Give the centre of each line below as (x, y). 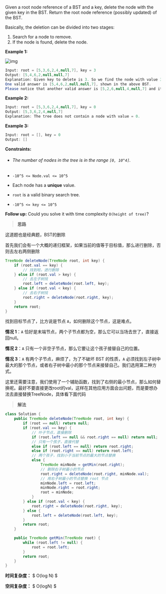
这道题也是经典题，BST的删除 (35, 234)
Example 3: (17, 126)
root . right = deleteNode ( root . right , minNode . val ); (95, 474)
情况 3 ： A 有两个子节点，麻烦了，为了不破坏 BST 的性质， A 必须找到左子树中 (83, 359)
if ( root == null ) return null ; (56, 423)
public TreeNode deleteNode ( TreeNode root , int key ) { (72, 419)
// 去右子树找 (36, 293)
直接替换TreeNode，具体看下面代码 (50, 394)
